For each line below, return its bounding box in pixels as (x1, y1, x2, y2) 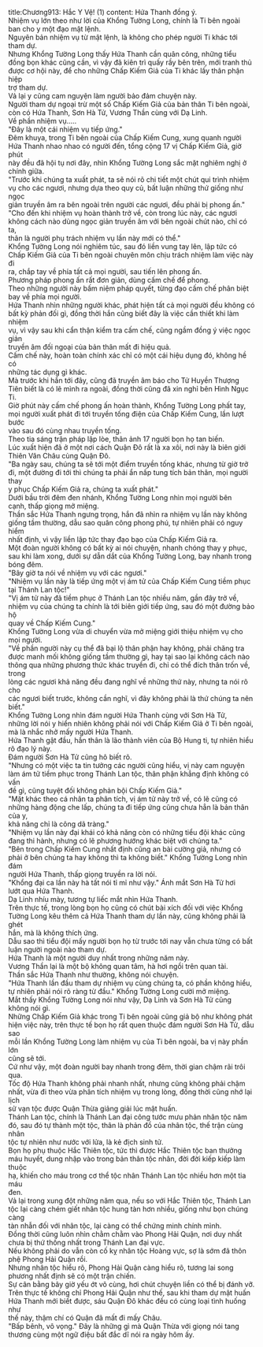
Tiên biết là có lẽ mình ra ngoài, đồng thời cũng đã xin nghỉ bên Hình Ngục (8, 384, 250, 393)
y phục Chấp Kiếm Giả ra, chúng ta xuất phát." (8, 484, 159, 494)
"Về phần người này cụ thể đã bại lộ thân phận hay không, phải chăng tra (8, 644, 245, 653)
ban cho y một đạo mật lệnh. (8, 24, 101, 33)
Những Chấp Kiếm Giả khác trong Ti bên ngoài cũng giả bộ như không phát (8, 1012, 253, 1021)
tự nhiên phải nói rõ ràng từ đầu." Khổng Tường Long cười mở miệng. (8, 987, 231, 996)
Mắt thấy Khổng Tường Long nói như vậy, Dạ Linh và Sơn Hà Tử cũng (8, 995, 232, 1004)
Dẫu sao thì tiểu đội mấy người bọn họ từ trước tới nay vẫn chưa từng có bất (8, 937, 254, 945)
